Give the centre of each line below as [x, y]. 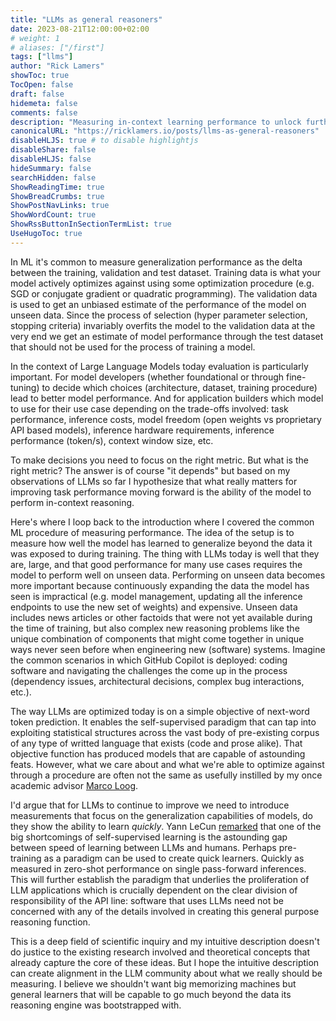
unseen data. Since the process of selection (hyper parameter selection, [159, 315]
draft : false [37, 94]
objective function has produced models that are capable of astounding [158, 753]
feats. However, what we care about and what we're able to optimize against [167, 764]
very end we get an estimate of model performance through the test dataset [167, 336]
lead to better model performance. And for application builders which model [167, 398]
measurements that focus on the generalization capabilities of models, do [161, 815]
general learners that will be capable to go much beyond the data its [151, 994]
